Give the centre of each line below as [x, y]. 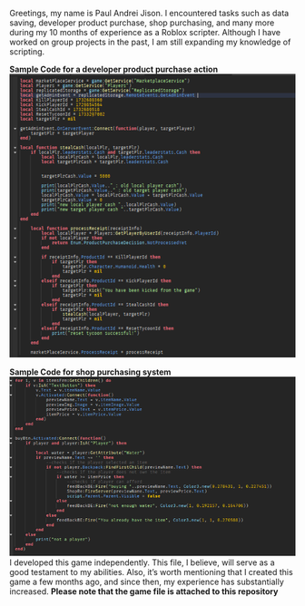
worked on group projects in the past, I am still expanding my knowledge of [150, 42]
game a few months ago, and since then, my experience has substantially [147, 582]
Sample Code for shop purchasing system [90, 372]
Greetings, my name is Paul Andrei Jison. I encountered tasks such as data [149, 13]
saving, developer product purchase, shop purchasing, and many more [142, 23]
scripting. [27, 52]
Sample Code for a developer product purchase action [114, 69]
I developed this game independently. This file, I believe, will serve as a [142, 562]
